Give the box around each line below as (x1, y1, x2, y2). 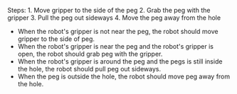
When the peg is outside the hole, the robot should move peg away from (17, 72, 231, 81)
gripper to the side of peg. (17, 35, 95, 43)
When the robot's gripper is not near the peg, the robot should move (17, 28, 218, 35)
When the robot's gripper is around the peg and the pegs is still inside (17, 57, 223, 66)
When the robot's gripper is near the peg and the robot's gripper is (17, 42, 214, 50)
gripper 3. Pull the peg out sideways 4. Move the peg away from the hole (7, 13, 221, 22)
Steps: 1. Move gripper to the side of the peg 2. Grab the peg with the (7, 6, 211, 14)
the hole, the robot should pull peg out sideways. (17, 65, 162, 73)
